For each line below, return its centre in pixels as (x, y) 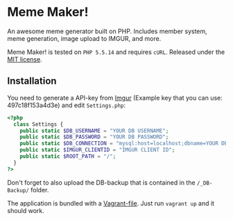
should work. (26, 210)
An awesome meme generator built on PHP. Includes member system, (107, 31)
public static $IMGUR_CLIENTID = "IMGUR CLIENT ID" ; (97, 150)
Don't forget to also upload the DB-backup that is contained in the (101, 182)
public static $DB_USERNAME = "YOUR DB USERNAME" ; (94, 131)
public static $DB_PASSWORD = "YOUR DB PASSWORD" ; (94, 137)
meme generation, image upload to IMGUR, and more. (84, 38)
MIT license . (25, 59)
